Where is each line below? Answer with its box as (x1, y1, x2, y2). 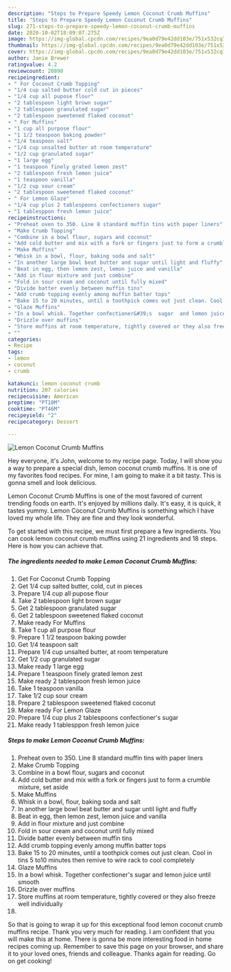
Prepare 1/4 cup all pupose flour (17, 589, 109, 598)
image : (8, 36, 27, 43)
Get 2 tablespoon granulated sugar (17, 604, 117, 612)
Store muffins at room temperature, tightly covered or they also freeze (17, 892, 216, 901)
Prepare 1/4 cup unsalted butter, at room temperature (17, 647, 169, 656)
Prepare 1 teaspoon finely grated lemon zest (17, 669, 143, 677)
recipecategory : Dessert (8, 418, 79, 425)
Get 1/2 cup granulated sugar (17, 655, 100, 663)
